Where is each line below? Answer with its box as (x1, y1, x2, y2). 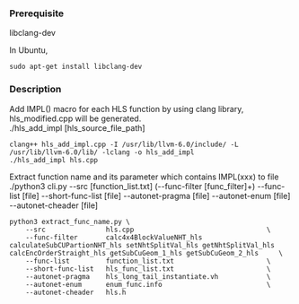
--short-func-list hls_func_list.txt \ (25, 264, 271, 274)
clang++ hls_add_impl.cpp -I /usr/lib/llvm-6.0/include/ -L (9, 140, 240, 149)
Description (9, 83, 62, 96)
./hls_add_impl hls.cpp (9, 155, 99, 164)
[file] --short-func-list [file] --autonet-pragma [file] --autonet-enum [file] (22, 190, 291, 201)
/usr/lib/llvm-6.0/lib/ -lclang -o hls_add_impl (9, 147, 195, 157)
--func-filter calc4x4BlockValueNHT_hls (25, 232, 203, 242)
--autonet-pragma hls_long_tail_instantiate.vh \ (25, 272, 271, 281)
